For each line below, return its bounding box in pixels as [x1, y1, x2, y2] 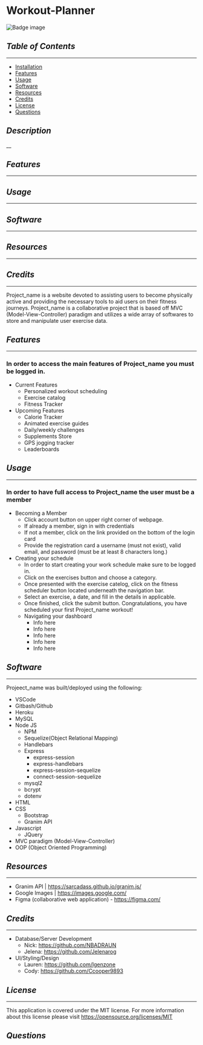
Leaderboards [24, 445, 59, 453]
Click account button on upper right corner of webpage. [24, 516, 164, 523]
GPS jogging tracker [24, 439, 74, 446]
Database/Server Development [14, 935, 92, 943]
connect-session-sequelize [33, 773, 101, 780]
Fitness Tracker [24, 400, 63, 408]
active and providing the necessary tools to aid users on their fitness [6, 297, 177, 305]
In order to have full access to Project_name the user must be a [6, 488, 195, 497]
